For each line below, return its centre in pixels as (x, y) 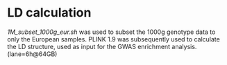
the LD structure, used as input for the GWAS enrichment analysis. (102, 46)
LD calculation (49, 13)
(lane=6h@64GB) (32, 54)
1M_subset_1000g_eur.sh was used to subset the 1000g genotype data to (111, 32)
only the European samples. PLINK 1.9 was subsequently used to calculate (113, 39)
